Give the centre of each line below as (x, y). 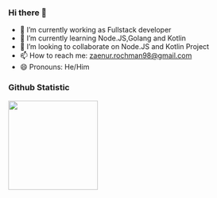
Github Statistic (39, 88)
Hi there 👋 (28, 13)
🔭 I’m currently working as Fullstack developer (95, 30)
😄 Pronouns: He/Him (54, 67)
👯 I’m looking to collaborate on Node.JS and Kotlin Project (114, 47)
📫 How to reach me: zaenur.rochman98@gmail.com (106, 55)
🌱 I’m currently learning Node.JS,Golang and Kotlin (103, 38)
